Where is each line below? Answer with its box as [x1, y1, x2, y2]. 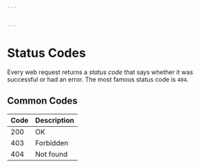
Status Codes [7, 45, 86, 60]
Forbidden [35, 138, 69, 147]
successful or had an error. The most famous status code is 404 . [7, 75, 189, 83]
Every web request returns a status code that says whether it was [7, 68, 194, 76]
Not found [35, 149, 68, 158]
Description [35, 115, 74, 125]
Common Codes [7, 95, 78, 107]
